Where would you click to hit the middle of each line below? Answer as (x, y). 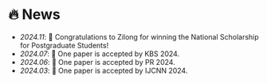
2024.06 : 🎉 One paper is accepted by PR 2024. (97, 62)
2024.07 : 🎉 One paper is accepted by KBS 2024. (100, 54)
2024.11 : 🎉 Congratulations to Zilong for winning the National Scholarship (139, 36)
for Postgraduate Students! (64, 45)
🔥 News (35, 15)
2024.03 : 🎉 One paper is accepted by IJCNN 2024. (104, 70)
